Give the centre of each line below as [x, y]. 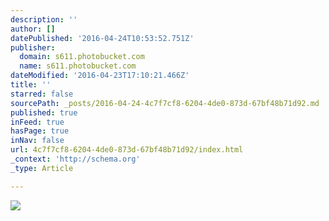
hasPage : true [40, 131]
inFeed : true [37, 122]
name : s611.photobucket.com [78, 66]
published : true [44, 112]
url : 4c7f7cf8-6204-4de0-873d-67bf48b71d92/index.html [127, 150]
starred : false [42, 94]
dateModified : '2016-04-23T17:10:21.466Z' [100, 76]
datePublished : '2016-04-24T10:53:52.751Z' [102, 38]
